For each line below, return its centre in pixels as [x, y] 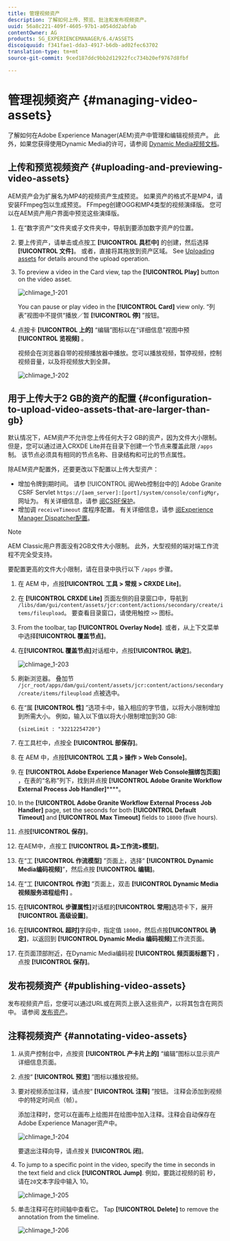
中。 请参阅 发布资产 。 [39, 1012]
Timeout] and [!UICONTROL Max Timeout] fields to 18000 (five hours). [118, 818]
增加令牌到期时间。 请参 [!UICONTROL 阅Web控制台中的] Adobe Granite [119, 484]
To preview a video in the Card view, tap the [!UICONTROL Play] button [118, 272]
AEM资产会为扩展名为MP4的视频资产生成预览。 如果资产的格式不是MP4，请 [115, 196]
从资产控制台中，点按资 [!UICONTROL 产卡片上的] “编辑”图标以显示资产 [119, 1053]
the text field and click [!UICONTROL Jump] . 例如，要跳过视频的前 [112, 1172]
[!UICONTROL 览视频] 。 [52, 338]
